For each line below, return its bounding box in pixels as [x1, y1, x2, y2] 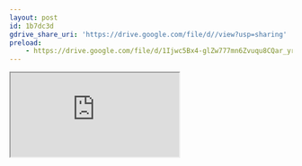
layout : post [9, 13, 58, 22]
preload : [9, 38, 42, 48]
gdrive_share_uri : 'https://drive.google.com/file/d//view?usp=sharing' [9, 30, 288, 39]
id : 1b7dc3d [9, 22, 54, 31]
